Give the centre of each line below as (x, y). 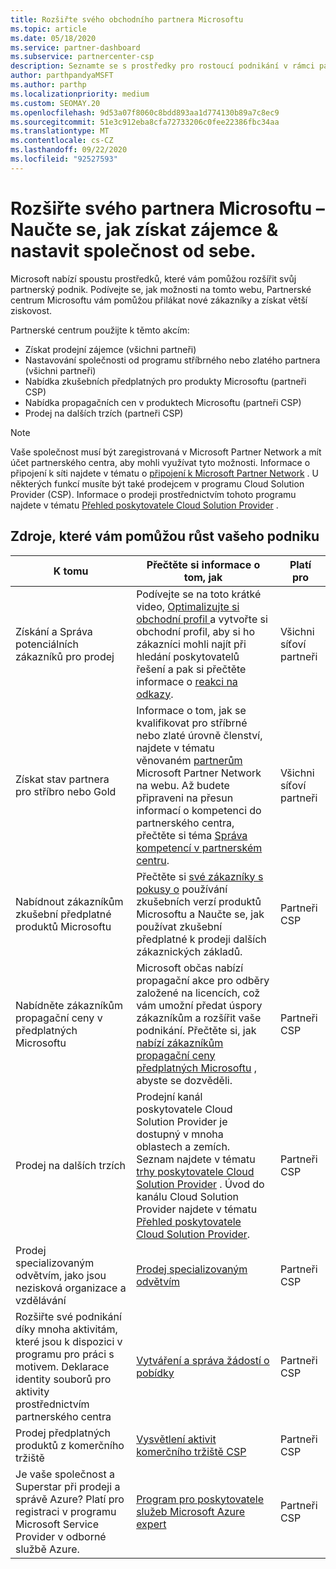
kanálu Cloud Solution (188, 1196)
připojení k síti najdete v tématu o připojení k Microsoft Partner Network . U (164, 473)
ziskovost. (31, 310)
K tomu (71, 571)
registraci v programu (66, 1511)
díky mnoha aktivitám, (66, 1329)
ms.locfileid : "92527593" (64, 159)
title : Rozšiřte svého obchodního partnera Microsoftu (127, 19)
